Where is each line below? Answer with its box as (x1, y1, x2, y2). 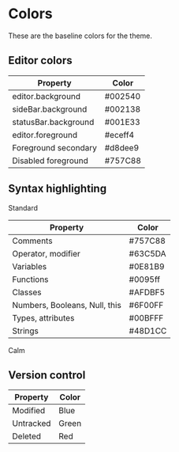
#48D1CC (129, 325, 167, 336)
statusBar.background (12, 116, 95, 127)
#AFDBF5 (129, 287, 166, 298)
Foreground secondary (12, 142, 97, 153)
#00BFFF (129, 312, 164, 323)
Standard (8, 203, 38, 212)
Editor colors (8, 54, 73, 67)
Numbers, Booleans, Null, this (12, 299, 122, 310)
